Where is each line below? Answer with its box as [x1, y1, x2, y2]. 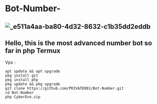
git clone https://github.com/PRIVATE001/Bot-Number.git [5, 86, 124, 91]
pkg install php [5, 78, 38, 83]
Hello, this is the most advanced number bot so [5, 39, 152, 47]
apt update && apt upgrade [5, 69, 60, 74]
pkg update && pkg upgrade [5, 82, 60, 87]
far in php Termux [5, 46, 60, 55]
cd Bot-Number [5, 90, 34, 95]
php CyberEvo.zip [5, 95, 41, 100]
